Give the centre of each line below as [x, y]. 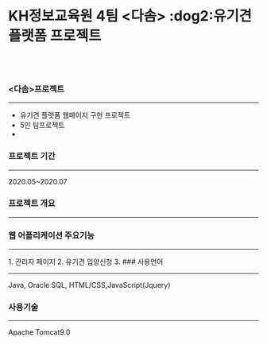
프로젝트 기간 [32, 157]
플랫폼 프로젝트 [55, 36]
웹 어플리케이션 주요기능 [52, 235]
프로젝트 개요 [32, 204]
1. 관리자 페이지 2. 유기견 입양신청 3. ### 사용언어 [86, 262]
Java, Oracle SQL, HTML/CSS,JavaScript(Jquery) [89, 285]
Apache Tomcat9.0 [39, 332]
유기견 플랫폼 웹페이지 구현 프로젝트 [75, 115]
